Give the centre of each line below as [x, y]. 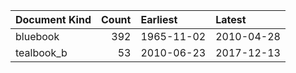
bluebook [37, 36]
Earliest [159, 19]
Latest [231, 19]
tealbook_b [41, 52]
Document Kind [53, 19]
